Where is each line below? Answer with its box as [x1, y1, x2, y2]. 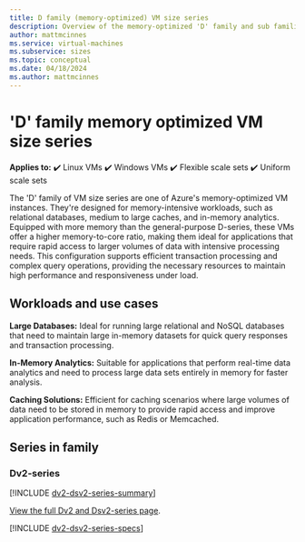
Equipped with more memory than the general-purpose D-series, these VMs [9, 221, 295, 232]
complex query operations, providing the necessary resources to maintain [9, 260, 286, 271]
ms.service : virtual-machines [9, 38, 124, 48]
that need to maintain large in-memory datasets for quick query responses [9, 329, 289, 341]
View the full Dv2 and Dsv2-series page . [9, 506, 162, 517]
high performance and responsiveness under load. [9, 269, 199, 280]
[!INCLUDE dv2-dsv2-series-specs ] [9, 523, 143, 534]
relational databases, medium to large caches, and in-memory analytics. [9, 211, 280, 223]
